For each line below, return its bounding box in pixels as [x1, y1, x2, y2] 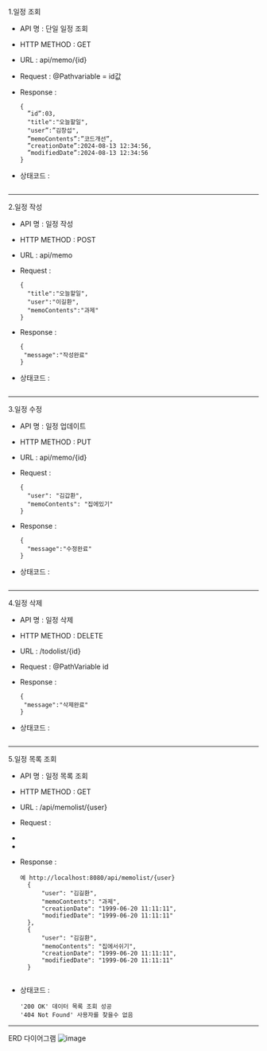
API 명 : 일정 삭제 [19, 615, 74, 624]
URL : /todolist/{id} [19, 646, 81, 656]
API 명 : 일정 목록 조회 [19, 771, 89, 781]
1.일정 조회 [8, 7, 41, 16]
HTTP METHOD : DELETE [19, 631, 103, 640]
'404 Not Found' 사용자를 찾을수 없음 [19, 1011, 133, 1019]
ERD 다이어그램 [8, 1034, 56, 1043]
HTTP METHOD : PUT [19, 437, 91, 447]
